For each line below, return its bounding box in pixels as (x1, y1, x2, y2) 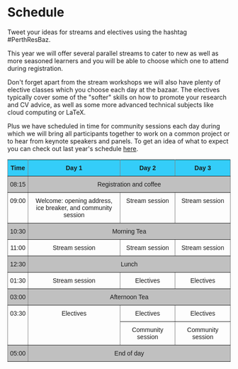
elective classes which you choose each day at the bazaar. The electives (7, 85, 220, 94)
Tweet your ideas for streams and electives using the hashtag (7, 28, 188, 36)
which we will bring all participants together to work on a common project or (7, 129, 230, 138)
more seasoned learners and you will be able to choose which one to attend (7, 56, 229, 65)
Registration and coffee (97, 180, 161, 188)
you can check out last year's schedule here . (7, 144, 139, 153)
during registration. (7, 64, 64, 72)
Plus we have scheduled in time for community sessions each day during (7, 121, 221, 130)
